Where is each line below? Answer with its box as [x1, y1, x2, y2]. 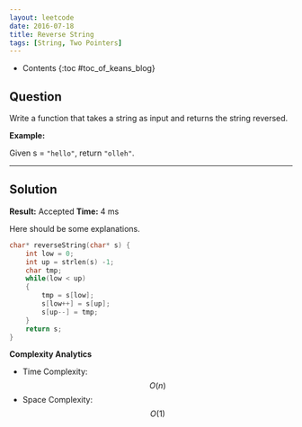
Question [9, 89, 62, 104]
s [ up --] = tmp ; [41, 307, 99, 316]
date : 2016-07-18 [9, 22, 75, 31]
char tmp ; [25, 266, 63, 275]
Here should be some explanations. [9, 223, 141, 234]
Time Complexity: [22, 366, 88, 378]
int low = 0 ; [25, 249, 75, 258]
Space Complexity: [22, 395, 93, 405]
